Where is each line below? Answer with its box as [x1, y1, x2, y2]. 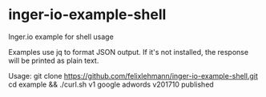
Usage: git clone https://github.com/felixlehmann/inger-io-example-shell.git [8, 71, 259, 80]
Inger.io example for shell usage [8, 32, 114, 41]
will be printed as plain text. [8, 56, 99, 65]
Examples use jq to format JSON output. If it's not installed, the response [8, 47, 249, 56]
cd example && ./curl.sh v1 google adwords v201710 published [8, 80, 214, 89]
